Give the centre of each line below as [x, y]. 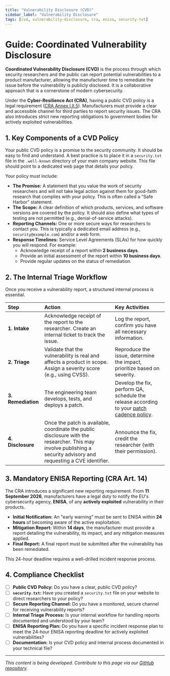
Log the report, [133, 319]
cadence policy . [134, 414]
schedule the [130, 395]
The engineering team [71, 392]
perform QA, [129, 389]
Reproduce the [132, 349]
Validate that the [64, 349]
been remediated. [31, 549]
